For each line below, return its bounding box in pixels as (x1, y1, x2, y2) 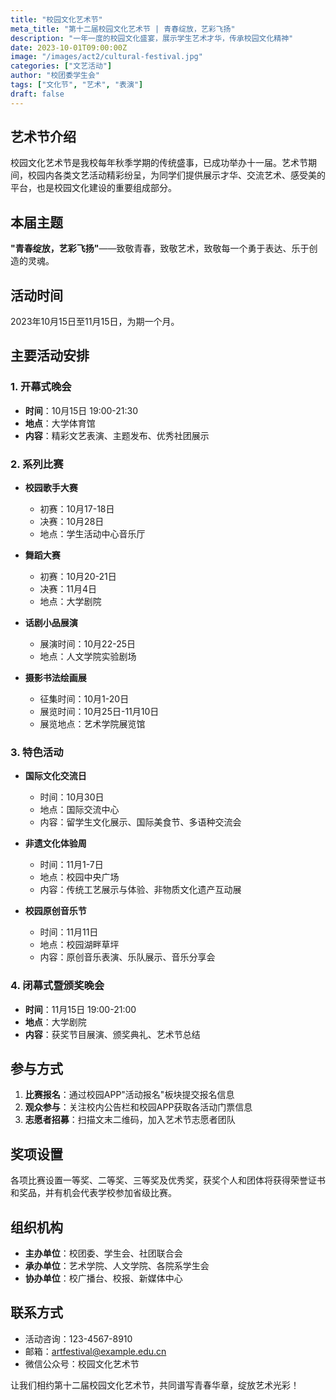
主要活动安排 (10, 347, 90, 365)
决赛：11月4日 (39, 583, 98, 595)
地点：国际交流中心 (39, 804, 120, 816)
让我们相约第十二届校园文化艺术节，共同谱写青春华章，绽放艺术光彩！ (10, 1379, 300, 1391)
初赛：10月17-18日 (39, 503, 115, 515)
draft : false (10, 89, 65, 99)
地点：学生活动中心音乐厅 (39, 528, 146, 540)
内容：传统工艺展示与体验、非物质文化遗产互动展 (39, 884, 242, 896)
